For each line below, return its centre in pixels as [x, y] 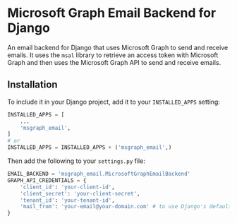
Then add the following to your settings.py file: [77, 161]
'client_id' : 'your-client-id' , [67, 187]
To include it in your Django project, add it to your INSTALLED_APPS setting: [114, 102]
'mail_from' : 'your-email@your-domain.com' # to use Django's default [126, 207]
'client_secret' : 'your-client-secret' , [80, 193]
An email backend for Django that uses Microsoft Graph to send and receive [118, 47]
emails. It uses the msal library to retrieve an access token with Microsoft [113, 55]
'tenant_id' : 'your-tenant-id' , [67, 200]
